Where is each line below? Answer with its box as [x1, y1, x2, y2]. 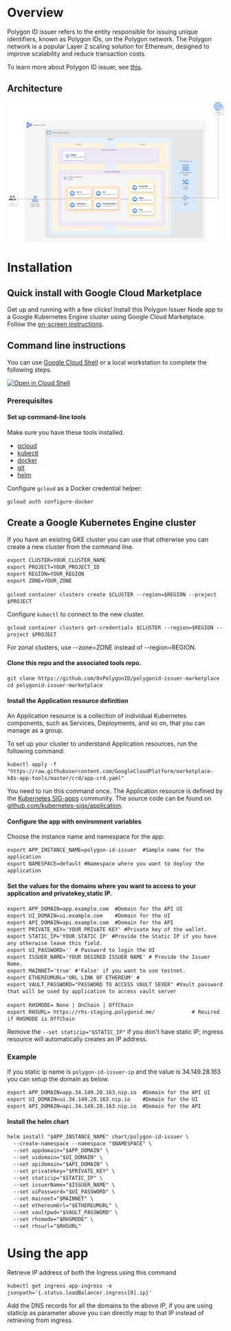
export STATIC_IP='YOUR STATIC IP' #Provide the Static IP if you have [7, 933, 217, 940]
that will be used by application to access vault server [7, 988, 177, 995]
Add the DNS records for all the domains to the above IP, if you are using [7, 1301, 213, 1310]
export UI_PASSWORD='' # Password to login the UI [7, 946, 155, 953]
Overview [7, 5, 64, 21]
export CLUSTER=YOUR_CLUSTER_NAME [7, 556, 107, 563]
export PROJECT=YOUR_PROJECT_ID [7, 563, 100, 570]
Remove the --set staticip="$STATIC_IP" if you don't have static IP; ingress [7, 1027, 223, 1036]
